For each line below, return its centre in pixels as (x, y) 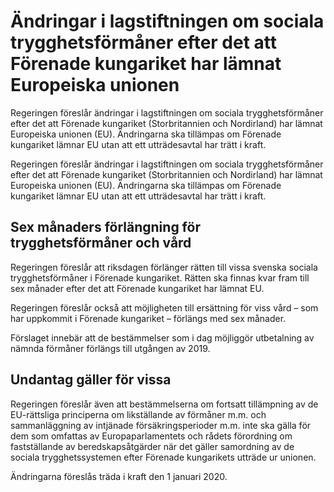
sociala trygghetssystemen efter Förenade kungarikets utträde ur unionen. (163, 457)
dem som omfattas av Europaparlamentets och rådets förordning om (151, 436)
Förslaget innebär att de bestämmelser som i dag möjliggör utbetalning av (162, 337)
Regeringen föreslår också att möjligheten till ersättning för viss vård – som (164, 307)
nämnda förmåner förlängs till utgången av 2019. (110, 348)
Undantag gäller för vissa (91, 380)
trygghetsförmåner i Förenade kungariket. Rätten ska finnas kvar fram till (160, 277)
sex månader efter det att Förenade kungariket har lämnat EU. (137, 288)
